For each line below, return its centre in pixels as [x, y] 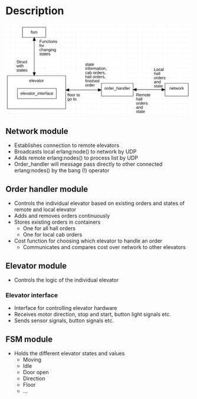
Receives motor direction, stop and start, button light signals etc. [93, 315]
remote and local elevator [45, 210]
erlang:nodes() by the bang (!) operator [62, 171]
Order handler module [47, 189]
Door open [36, 372]
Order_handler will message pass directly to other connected [88, 164]
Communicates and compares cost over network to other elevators [104, 247]
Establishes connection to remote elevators [67, 145]
